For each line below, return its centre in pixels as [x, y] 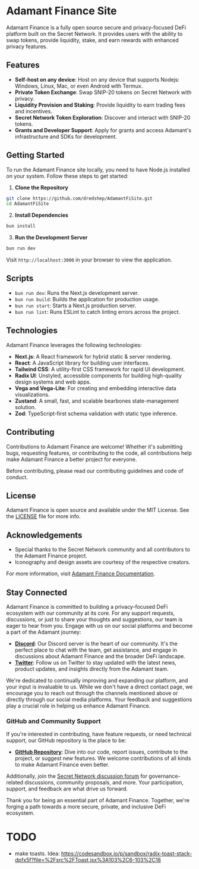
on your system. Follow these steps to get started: [67, 176]
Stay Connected [37, 592]
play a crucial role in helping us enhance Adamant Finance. [78, 706]
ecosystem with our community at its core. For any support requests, [91, 613]
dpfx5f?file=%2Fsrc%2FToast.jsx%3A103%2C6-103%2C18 [88, 860]
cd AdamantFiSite [28, 204]
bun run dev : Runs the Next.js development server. [77, 292]
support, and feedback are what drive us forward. [67, 789]
